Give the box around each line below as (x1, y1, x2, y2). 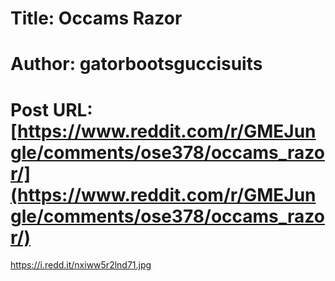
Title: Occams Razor (10, 7, 183, 30)
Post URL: (10, 98, 93, 121)
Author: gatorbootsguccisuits (10, 53, 263, 76)
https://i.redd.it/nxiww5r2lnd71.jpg (10, 259, 152, 271)
